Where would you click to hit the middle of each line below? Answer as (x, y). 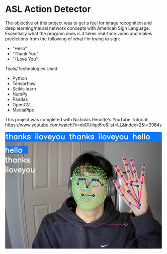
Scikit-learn (24, 88)
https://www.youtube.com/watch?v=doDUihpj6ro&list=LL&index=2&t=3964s (83, 125)
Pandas (20, 99)
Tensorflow (24, 84)
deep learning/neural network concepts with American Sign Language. (78, 28)
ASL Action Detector (48, 9)
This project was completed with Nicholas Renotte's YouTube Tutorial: (77, 119)
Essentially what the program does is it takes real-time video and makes (79, 33)
